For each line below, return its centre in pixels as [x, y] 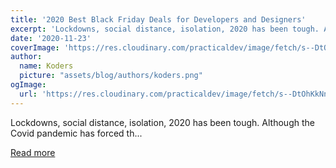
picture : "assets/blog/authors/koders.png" [111, 76]
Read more [33, 152]
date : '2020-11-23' [51, 38]
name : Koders [46, 66]
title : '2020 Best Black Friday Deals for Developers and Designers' [158, 19]
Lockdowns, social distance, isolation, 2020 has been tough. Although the [162, 122]
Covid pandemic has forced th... [76, 133]
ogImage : [28, 85]
